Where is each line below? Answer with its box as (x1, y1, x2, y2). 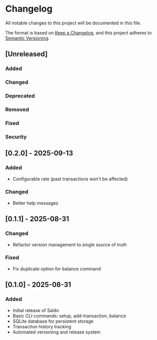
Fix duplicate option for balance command (12, 265, 101, 272)
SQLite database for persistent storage (12, 318, 94, 324)
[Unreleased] (5, 50, 48, 58)
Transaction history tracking (12, 323, 72, 329)
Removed (5, 106, 29, 113)
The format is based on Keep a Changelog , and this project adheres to (5, 29, 152, 36)
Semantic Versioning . (5, 35, 50, 41)
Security (5, 133, 27, 140)
